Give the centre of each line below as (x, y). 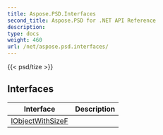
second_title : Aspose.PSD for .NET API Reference (82, 20)
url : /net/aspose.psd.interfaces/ (58, 47)
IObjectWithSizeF (40, 121)
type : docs (23, 34)
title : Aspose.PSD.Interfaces (52, 14)
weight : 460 (25, 40)
